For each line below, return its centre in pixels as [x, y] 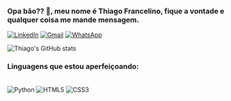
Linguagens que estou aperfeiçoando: [73, 67]
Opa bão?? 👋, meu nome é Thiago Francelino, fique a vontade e [116, 11]
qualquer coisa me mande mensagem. [73, 20]
